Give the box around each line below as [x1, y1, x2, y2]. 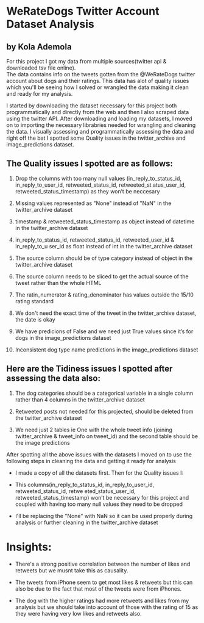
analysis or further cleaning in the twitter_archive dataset [15, 519, 158, 526]
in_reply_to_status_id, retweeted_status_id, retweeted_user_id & [15, 236, 175, 243]
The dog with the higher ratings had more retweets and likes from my [15, 597, 189, 604]
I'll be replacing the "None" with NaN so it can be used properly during [15, 512, 193, 519]
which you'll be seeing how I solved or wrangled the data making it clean [6, 84, 189, 91]
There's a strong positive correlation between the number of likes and [15, 560, 191, 567]
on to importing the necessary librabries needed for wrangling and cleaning [6, 121, 196, 129]
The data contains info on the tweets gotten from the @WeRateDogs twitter [6, 71, 195, 77]
